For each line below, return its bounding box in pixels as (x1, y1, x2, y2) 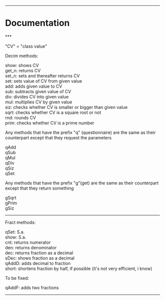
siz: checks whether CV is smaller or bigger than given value (5, 104, 128, 110)
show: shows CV (5, 62, 39, 68)
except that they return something (5, 185, 74, 191)
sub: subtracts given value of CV (5, 88, 71, 94)
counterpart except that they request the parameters (5, 134, 112, 140)
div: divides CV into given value (5, 94, 69, 100)
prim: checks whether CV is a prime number (5, 120, 95, 126)
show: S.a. (5, 234, 27, 240)
